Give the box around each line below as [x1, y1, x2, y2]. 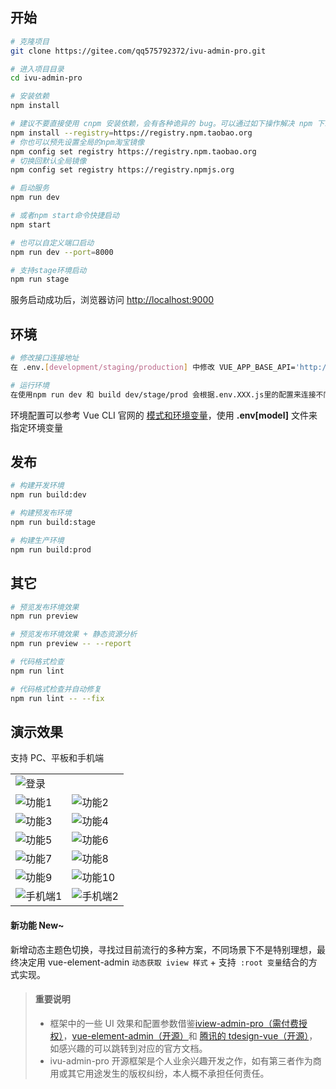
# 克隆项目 [10, 36, 50, 47]
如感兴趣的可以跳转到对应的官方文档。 [49, 1042, 208, 1054]
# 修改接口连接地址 [10, 353, 80, 363]
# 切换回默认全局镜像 [10, 156, 87, 166]
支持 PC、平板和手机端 [10, 752, 105, 764]
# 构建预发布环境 [10, 508, 72, 518]
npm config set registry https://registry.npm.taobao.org [10, 146, 257, 157]
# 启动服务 [10, 183, 50, 193]
